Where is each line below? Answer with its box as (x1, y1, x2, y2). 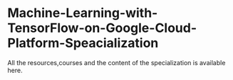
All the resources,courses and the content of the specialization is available (7, 58, 226, 67)
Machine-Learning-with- (7, 5, 158, 21)
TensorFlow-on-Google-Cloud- (7, 20, 197, 36)
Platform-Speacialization (7, 35, 159, 51)
